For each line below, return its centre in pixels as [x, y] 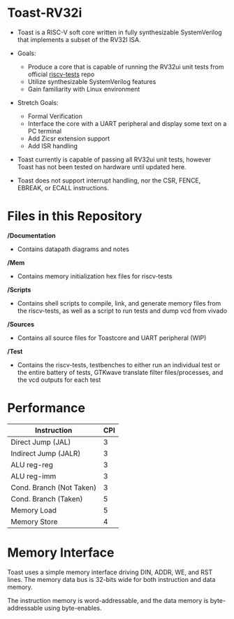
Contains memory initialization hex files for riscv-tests [95, 276]
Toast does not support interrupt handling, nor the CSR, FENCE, [109, 180]
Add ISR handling [53, 145]
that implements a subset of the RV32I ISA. [79, 39]
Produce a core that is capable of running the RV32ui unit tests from [126, 66]
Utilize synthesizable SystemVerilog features [92, 81]
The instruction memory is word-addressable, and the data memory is [108, 600]
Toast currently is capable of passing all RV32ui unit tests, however [114, 159]
